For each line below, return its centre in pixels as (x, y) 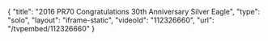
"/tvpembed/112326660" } (51, 29)
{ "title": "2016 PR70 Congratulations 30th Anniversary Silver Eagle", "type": (134, 12)
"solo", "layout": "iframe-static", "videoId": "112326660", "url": (111, 20)
